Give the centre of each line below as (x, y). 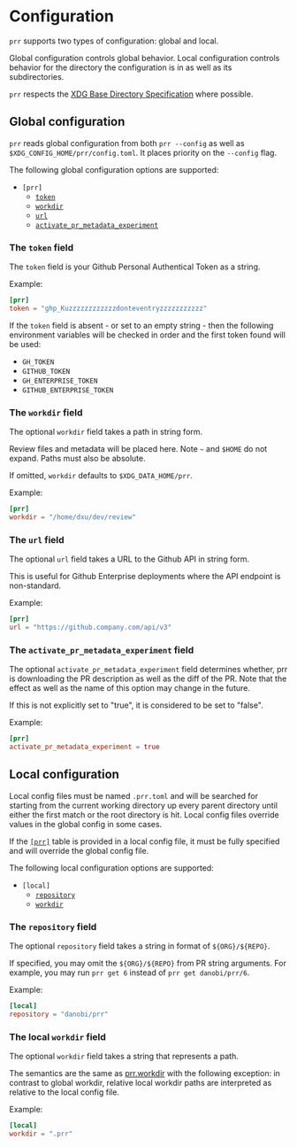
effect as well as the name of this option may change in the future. (129, 688)
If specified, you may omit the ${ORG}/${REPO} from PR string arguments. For (148, 964)
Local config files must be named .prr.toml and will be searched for (134, 795)
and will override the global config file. (79, 850)
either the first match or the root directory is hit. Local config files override (145, 814)
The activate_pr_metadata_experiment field (102, 650)
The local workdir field (57, 1036)
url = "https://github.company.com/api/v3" (91, 628)
